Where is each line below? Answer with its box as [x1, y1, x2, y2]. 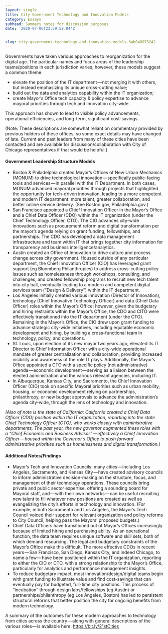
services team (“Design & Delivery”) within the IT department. [12, 287, 140, 293]
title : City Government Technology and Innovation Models [5, 12, 129, 17]
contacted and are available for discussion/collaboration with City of [5, 141, 146, 147]
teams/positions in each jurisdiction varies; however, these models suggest [5, 64, 160, 70]
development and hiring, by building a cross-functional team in [12, 330, 142, 336]
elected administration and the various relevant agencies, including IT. [12, 373, 158, 379]
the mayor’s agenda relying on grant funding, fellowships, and [12, 228, 140, 234]
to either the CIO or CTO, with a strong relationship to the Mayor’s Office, [12, 560, 163, 566]
